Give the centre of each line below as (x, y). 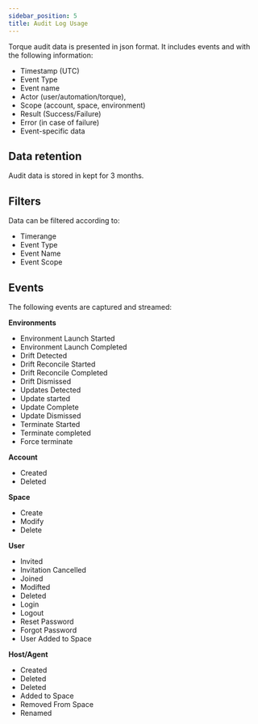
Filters (25, 201)
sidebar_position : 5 (43, 16)
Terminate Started (50, 424)
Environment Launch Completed (73, 347)
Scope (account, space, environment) (83, 105)
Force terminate (46, 441)
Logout (32, 612)
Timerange (38, 236)
